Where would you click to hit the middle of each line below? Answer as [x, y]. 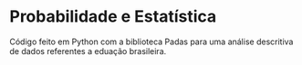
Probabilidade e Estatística [113, 17]
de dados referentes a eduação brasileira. [88, 51]
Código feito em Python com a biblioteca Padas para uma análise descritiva [151, 42]
